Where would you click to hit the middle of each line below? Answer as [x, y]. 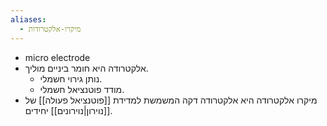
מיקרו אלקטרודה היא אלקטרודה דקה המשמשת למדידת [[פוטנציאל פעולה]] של [171, 100]
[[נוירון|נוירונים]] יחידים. [68, 110]
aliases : [28, 19]
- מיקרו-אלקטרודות [50, 29]
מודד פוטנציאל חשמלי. [82, 89]
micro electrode [57, 57]
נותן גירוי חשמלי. [71, 78]
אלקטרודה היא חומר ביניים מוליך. [86, 68]
